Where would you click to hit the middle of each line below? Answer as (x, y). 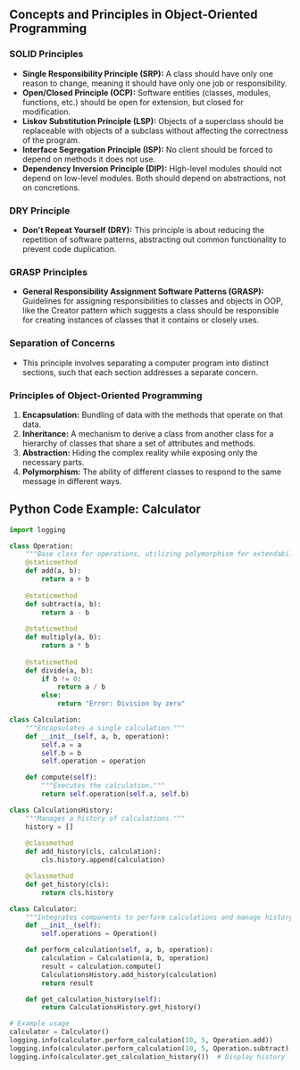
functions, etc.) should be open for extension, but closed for (133, 102)
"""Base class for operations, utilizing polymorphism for (137, 554)
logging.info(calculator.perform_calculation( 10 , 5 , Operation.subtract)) (151, 1049)
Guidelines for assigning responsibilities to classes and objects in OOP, (153, 301)
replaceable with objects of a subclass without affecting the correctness (155, 130)
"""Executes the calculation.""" (104, 786)
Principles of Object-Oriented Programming (106, 395)
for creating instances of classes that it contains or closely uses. (141, 320)
